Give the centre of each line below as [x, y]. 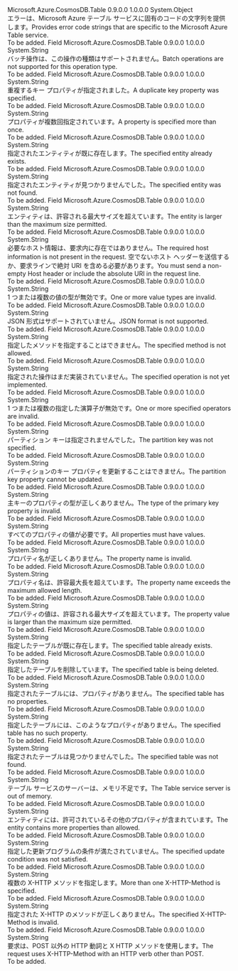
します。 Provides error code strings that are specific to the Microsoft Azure [118, 27]
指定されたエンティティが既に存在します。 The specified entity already [110, 153]
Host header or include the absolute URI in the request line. [114, 274]
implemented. [27, 385]
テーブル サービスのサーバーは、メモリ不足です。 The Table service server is [119, 788]
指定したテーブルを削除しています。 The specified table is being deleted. [113, 669]
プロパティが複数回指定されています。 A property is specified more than [112, 122]
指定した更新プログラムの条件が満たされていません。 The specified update [116, 851]
